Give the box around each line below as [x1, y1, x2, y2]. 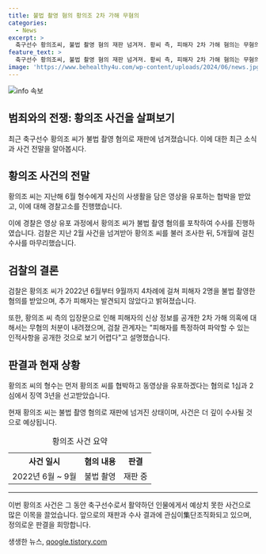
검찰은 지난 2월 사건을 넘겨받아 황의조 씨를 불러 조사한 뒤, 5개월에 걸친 [37, 228, 255, 238]
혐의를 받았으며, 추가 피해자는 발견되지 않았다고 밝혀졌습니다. [8, 296, 196, 306]
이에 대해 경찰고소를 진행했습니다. [18, 201, 123, 211]
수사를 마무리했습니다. [8, 239, 77, 248]
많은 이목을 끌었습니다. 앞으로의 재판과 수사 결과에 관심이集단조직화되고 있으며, [8, 510, 252, 519]
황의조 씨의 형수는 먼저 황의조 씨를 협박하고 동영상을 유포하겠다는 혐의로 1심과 [8, 381, 248, 390]
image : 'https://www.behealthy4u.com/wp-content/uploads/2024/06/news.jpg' [8, 63, 264, 71]
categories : [8, 19, 47, 27]
